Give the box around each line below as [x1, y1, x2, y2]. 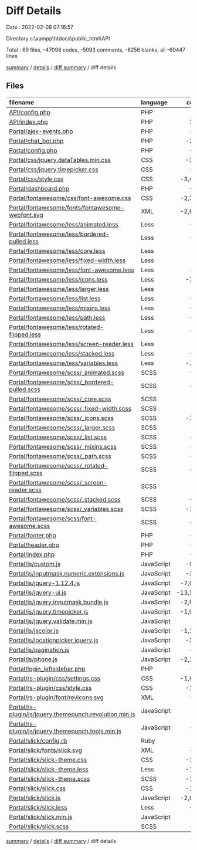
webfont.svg [9, 211, 43, 219]
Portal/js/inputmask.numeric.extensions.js [9, 569, 125, 577]
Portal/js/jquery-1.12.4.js [9, 579, 80, 587]
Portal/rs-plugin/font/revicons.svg [9, 693, 104, 702]
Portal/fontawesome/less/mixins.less [9, 304, 111, 312]
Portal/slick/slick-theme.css [9, 756, 87, 764]
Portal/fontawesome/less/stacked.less [9, 349, 115, 357]
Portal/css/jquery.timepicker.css [9, 165, 98, 174]
